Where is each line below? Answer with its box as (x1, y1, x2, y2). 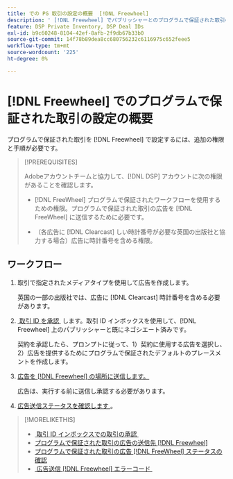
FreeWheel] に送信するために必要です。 (34, 212, 148, 221)
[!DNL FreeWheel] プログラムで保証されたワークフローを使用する (34, 195, 221, 203)
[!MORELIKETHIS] (24, 415, 76, 423)
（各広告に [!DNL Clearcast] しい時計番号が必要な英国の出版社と (34, 227, 220, 236)
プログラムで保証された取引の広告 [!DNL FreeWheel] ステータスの (34, 447, 223, 455)
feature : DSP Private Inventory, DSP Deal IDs (7, 23, 144, 30)
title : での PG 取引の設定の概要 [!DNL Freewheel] (7, 10, 149, 17)
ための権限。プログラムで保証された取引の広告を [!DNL (34, 204, 193, 212)
